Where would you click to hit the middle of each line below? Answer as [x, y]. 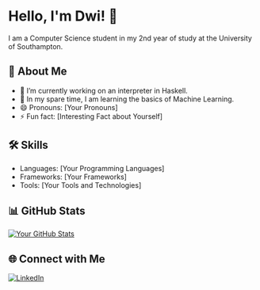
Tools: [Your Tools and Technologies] [80, 185]
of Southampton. [36, 46]
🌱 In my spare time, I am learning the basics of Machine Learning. [127, 99]
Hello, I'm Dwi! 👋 [63, 16]
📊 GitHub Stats [47, 210]
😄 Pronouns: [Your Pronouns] [69, 107]
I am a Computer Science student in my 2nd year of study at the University [130, 38]
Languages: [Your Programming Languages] [92, 168]
